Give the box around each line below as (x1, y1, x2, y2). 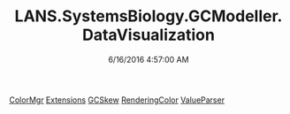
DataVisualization (82, 25, 215, 45)
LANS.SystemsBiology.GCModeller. (14, 6, 283, 27)
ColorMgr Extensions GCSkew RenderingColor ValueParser (9, 95, 225, 105)
